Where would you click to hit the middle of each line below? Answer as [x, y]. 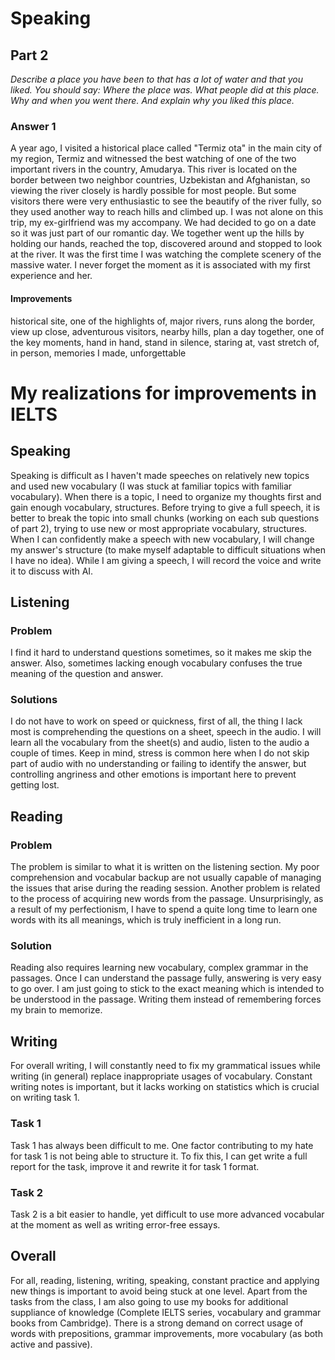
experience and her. [51, 276]
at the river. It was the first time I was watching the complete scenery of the [166, 254]
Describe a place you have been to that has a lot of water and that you [157, 79]
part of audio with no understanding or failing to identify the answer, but [158, 764]
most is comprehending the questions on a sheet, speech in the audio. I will [166, 732]
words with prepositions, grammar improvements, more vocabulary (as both [166, 1333]
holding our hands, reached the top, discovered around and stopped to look [166, 244]
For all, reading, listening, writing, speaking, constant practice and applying [165, 1280]
